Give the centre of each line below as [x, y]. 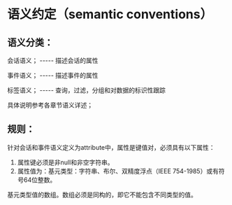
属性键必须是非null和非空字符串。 [65, 162]
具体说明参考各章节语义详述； [50, 105]
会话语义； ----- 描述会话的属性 [53, 61]
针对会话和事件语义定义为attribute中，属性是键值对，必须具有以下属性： [111, 147]
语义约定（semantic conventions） [110, 14]
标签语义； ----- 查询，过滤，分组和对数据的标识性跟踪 [87, 90]
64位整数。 [40, 180]
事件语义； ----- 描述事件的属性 [53, 75]
